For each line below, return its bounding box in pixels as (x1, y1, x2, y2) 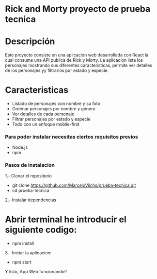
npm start (12, 259, 31, 265)
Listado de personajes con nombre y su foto (12, 101, 101, 106)
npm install (12, 240, 34, 246)
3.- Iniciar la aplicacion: (5, 249, 52, 256)
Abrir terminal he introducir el (5, 214, 127, 225)
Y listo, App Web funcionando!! (5, 268, 67, 274)
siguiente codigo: (5, 224, 77, 235)
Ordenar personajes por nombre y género (12, 106, 95, 112)
